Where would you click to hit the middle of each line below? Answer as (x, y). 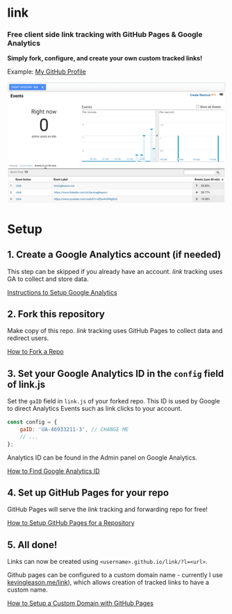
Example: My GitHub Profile (47, 72)
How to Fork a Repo (35, 352)
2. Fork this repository (56, 314)
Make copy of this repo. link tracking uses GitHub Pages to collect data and (115, 331)
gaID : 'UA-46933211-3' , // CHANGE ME (74, 430)
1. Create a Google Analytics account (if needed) (114, 255)
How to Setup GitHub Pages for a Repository (71, 523)
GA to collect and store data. (48, 279)
